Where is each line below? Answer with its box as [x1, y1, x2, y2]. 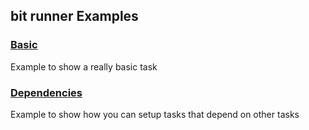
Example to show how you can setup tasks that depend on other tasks [10, 108, 300, 120]
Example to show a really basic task [10, 60, 158, 73]
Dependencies [10, 85, 83, 99]
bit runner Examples [10, 8, 139, 25]
